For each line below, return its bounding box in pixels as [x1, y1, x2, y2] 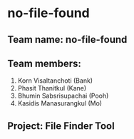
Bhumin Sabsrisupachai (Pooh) [17, 91, 109, 101]
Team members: [7, 57, 82, 69]
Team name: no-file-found [7, 34, 128, 46]
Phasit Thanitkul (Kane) [17, 84, 87, 93]
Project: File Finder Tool [7, 120, 115, 132]
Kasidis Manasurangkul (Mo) [17, 99, 102, 108]
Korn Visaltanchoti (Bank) [17, 76, 93, 85]
